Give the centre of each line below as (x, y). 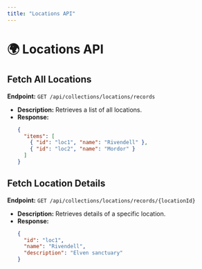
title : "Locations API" (42, 14)
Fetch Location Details (56, 183)
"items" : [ (39, 136)
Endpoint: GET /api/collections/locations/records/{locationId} (101, 200)
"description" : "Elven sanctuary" (73, 253)
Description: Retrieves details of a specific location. (91, 214)
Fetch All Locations (49, 79)
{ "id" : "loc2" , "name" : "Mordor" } (83, 149)
